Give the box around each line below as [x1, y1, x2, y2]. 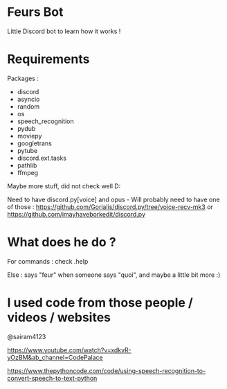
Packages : [7, 74, 39, 82]
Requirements [7, 51, 90, 67]
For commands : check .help [7, 257, 89, 265]
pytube [17, 146, 38, 154]
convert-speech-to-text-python [7, 374, 98, 382]
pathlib [17, 161, 37, 170]
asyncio [17, 95, 40, 103]
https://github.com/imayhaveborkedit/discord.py [7, 210, 146, 218]
